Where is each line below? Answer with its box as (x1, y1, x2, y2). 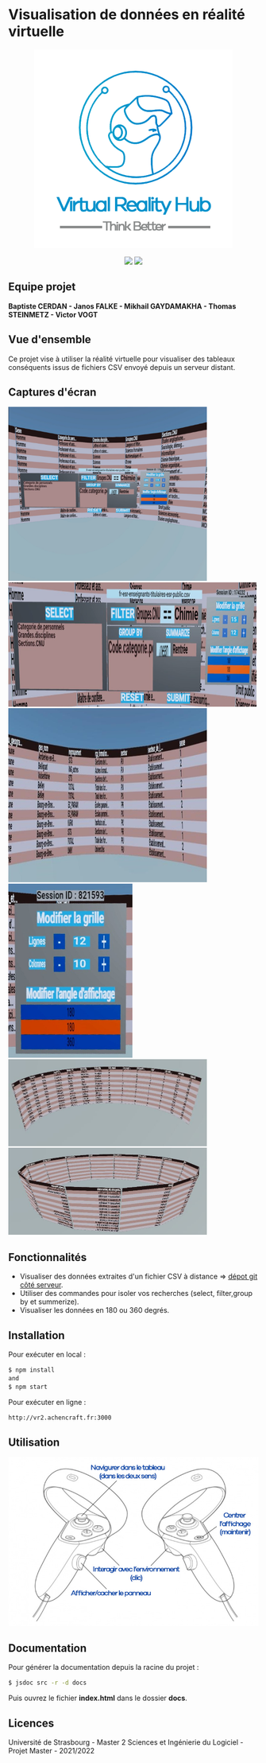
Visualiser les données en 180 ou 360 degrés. (19, 1306, 170, 1315)
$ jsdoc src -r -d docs (8, 1679, 87, 1687)
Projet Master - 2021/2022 (8, 1746, 95, 1756)
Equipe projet (8, 280, 76, 294)
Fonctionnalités (8, 1251, 87, 1264)
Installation (8, 1329, 65, 1342)
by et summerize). (19, 1297, 79, 1306)
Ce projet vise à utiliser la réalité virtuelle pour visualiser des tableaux (8, 354, 236, 364)
